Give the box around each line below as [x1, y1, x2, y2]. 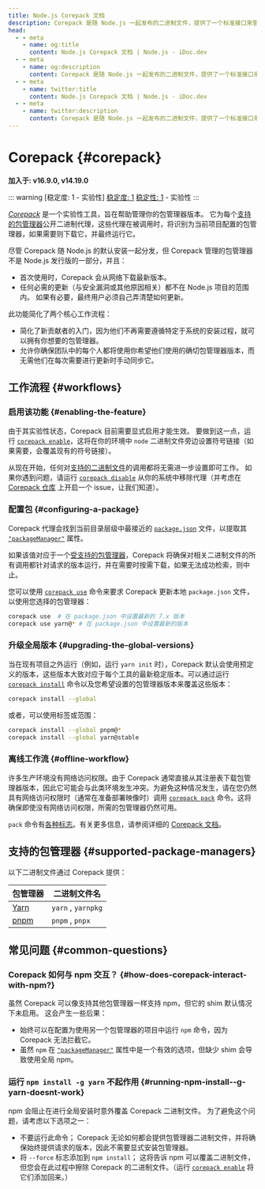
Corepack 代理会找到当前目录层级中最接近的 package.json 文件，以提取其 [8, 523, 247, 533]
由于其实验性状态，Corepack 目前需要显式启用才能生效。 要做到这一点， [8, 426, 244, 436]
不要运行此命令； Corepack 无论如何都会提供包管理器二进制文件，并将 [19, 1132, 249, 1142]
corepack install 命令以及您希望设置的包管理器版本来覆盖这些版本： [8, 679, 233, 689]
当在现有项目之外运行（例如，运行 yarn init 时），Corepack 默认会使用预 [8, 659, 247, 669]
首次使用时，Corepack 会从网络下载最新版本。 [19, 272, 171, 281]
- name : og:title [22, 41, 80, 49]
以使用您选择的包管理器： [8, 596, 91, 606]
